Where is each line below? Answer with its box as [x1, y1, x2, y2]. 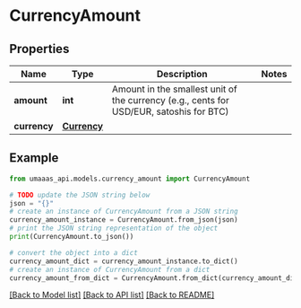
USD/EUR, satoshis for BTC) [111, 105, 229, 118]
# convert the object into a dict [9, 248, 139, 257]
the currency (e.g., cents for [111, 94, 230, 106]
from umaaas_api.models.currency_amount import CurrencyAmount [9, 174, 251, 183]
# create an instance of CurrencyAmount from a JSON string [9, 207, 239, 216]
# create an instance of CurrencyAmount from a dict [9, 265, 211, 274]
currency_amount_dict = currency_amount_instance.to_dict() [9, 257, 239, 266]
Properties [9, 41, 70, 57]
